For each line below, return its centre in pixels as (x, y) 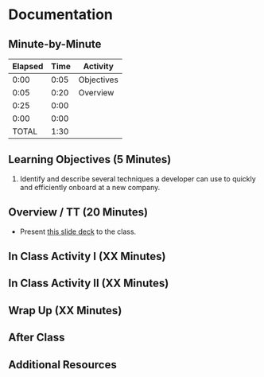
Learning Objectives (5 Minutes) (90, 159)
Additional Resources (62, 365)
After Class (37, 338)
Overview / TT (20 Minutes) (78, 212)
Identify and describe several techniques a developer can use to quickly (138, 179)
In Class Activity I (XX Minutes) (87, 257)
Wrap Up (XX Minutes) (65, 311)
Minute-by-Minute (55, 44)
